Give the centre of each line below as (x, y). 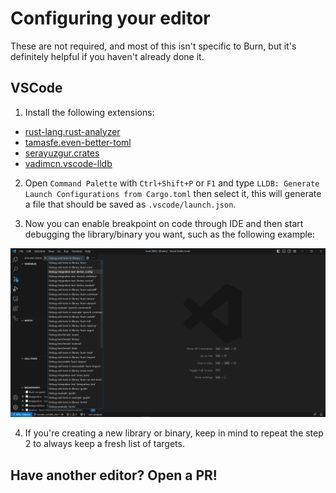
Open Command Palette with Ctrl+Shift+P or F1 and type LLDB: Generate (172, 183)
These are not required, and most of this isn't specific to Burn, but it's (153, 46)
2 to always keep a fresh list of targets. (104, 444)
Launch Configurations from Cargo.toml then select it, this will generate (173, 193)
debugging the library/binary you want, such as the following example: (170, 234)
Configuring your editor (110, 18)
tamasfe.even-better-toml (78, 142)
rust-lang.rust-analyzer (72, 131)
